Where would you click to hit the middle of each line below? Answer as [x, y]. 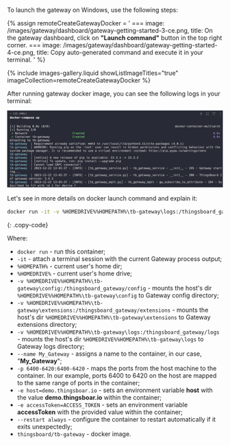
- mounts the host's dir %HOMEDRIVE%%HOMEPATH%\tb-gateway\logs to [110, 339]
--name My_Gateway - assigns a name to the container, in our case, [109, 354]
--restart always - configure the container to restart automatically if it [116, 419]
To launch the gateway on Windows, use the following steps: [93, 10]
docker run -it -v [33, 212]
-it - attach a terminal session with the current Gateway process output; [119, 259]
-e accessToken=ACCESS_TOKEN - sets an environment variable [102, 404]
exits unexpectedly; [44, 426]
